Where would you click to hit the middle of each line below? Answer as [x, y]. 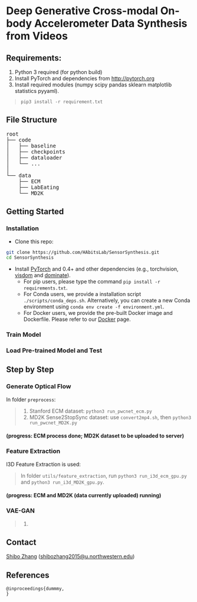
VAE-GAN [21, 511]
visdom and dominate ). [42, 275]
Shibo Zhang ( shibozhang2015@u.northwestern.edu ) [70, 556]
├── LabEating [39, 187]
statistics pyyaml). [37, 91]
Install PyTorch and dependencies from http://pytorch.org [85, 78]
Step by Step [30, 370]
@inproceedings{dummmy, [35, 589]
